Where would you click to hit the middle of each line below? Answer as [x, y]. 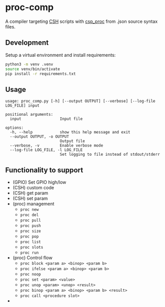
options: [14, 128]
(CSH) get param [30, 193]
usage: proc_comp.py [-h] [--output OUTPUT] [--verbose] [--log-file [80, 101]
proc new [29, 210]
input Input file [46, 119]
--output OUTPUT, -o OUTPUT [40, 137]
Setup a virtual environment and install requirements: [60, 55]
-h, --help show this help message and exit [70, 132]
